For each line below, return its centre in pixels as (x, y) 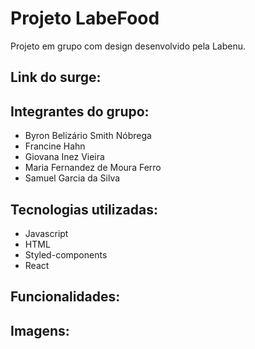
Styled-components (66, 254)
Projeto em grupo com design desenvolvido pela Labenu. (128, 46)
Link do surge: (56, 77)
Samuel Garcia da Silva (72, 178)
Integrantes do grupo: (80, 111)
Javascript (46, 233)
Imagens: (40, 330)
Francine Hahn (55, 146)
